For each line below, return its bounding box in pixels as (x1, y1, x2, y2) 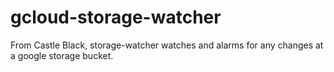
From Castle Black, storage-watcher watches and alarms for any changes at (10, 39, 324, 51)
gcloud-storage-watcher (10, 6, 222, 29)
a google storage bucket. (10, 49, 114, 61)
